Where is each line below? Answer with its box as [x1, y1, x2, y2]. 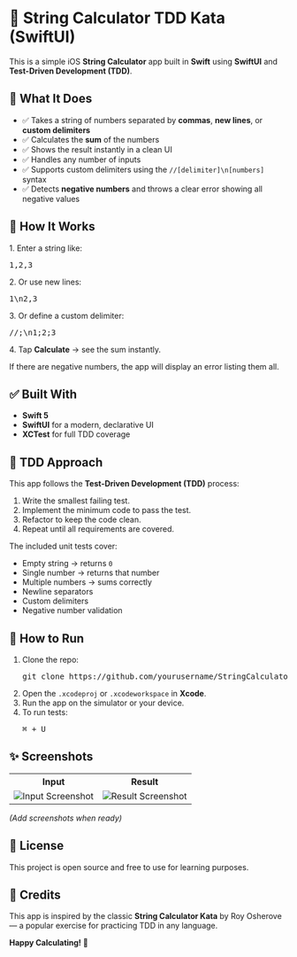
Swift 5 [21, 410, 49, 421]
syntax [21, 174, 47, 184]
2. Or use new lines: [9, 276, 82, 287]
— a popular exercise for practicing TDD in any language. [9, 921, 218, 931]
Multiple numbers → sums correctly [21, 577, 153, 587]
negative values [21, 193, 80, 204]
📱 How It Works [9, 219, 95, 234]
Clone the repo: [21, 655, 80, 665]
